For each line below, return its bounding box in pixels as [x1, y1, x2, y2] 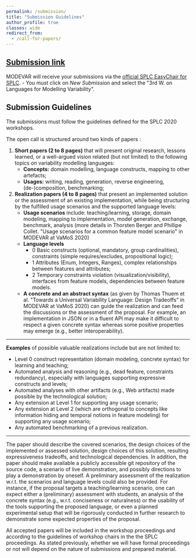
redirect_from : [6, 30, 43, 36]
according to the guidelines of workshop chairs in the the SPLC [6, 533, 158, 540]
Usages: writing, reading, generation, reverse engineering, [23, 178, 164, 185]
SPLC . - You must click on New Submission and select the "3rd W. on [6, 79, 173, 86]
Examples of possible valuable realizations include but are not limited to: [6, 344, 181, 351]
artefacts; [23, 172, 47, 179]
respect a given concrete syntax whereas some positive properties [23, 321, 184, 328]
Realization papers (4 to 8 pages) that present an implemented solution [14, 190, 188, 197]
